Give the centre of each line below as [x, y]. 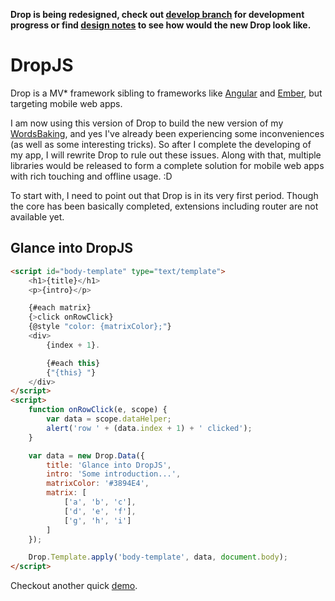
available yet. [37, 216]
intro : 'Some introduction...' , [114, 474]
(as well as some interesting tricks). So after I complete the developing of [161, 144]
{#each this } [73, 363]
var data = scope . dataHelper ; [109, 419]
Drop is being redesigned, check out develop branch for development [157, 14]
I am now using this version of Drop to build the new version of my [147, 123]
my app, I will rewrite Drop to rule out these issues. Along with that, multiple [166, 155]
